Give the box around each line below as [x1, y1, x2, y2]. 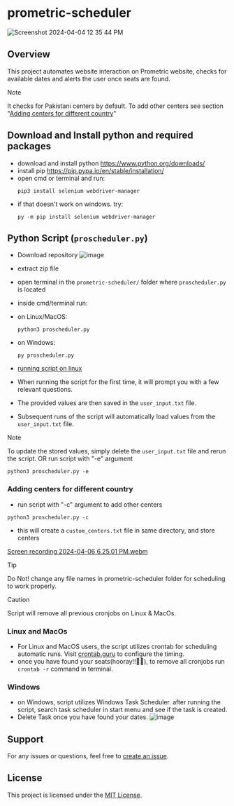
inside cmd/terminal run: [17, 299, 88, 308]
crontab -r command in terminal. [17, 664, 113, 673]
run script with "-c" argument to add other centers [17, 500, 163, 509]
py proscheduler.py [17, 352, 75, 359]
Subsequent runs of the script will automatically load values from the [17, 412, 216, 421]
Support [7, 733, 44, 745]
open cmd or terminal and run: [17, 174, 105, 182]
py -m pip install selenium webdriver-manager [17, 213, 156, 220]
